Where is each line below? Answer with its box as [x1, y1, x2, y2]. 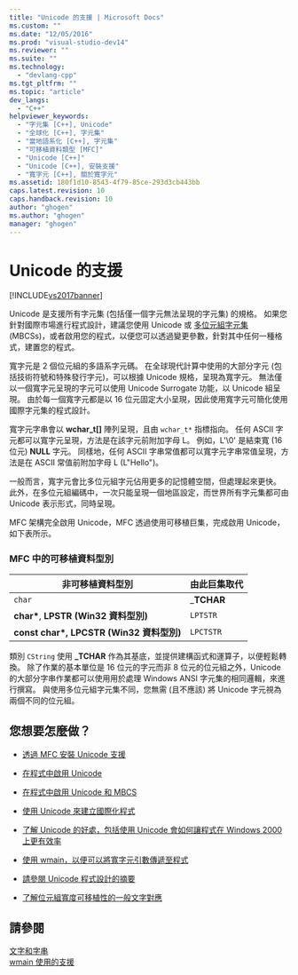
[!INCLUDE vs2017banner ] [9, 290, 104, 301]
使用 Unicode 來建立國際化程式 [21, 805, 136, 816]
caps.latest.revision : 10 [9, 186, 105, 195]
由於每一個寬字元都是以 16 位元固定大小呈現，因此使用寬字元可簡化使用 [26, 394, 288, 405]
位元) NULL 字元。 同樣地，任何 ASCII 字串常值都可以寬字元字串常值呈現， [9, 446, 281, 457]
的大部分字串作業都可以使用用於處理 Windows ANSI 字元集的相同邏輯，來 [9, 672, 278, 684]
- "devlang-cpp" [17, 71, 77, 80]
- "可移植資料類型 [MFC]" [17, 145, 104, 154]
